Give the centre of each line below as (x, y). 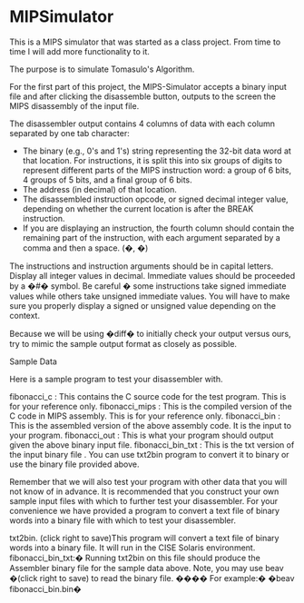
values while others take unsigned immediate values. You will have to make (150, 296)
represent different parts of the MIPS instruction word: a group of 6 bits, (157, 170)
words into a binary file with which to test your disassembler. (123, 520)
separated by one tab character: (69, 133)
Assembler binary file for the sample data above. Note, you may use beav (147, 568)
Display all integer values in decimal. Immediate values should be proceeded (152, 275)
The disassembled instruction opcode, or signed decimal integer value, (155, 199)
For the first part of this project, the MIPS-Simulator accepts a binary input (148, 86)
